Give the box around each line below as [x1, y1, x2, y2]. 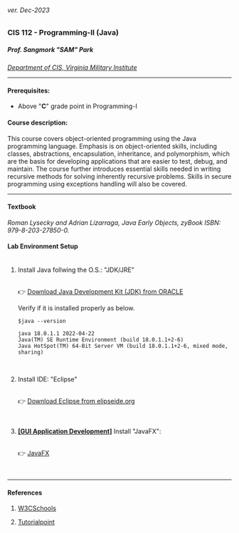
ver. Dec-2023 [7, 6, 50, 14]
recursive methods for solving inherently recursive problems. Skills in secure [7, 171, 232, 181]
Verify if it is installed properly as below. [17, 303, 135, 312]
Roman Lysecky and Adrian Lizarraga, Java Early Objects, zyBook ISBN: [7, 218, 221, 227]
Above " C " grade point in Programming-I [17, 102, 137, 110]
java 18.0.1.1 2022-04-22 [17, 329, 95, 337]
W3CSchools [17, 504, 57, 512]
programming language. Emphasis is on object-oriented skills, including [7, 142, 217, 150]
